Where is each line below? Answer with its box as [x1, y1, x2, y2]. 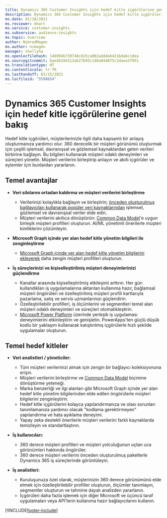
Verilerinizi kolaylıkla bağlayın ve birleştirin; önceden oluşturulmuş [19, 199, 155, 205]
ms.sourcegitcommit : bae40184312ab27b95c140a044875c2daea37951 [5, 58, 139, 63]
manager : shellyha [5, 49, 43, 54]
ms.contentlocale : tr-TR [5, 68, 57, 73]
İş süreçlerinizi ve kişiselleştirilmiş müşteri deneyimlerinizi [12, 265, 136, 271]
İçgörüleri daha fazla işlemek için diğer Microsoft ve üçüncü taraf [19, 493, 153, 499]
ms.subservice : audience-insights [5, 30, 77, 35]
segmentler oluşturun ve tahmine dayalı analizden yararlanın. [19, 487, 145, 493]
